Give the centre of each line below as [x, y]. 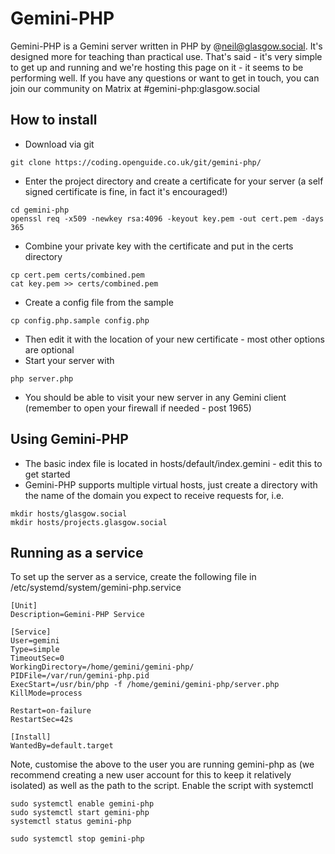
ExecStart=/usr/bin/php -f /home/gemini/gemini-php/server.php [145, 685]
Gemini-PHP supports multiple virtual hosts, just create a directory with [171, 484]
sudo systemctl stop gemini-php [77, 839]
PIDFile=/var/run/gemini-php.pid [80, 676]
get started [47, 474]
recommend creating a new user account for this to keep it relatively [151, 775]
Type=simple [35, 650]
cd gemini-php [40, 210]
